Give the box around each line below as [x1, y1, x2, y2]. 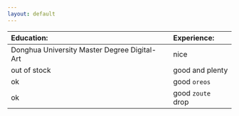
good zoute [173, 88, 211, 98]
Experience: [173, 33, 215, 42]
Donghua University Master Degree [11, 45, 129, 54]
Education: [11, 33, 48, 42]
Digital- [130, 45, 156, 54]
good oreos [173, 76, 211, 86]
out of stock [11, 65, 51, 75]
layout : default [7, 10, 55, 18]
